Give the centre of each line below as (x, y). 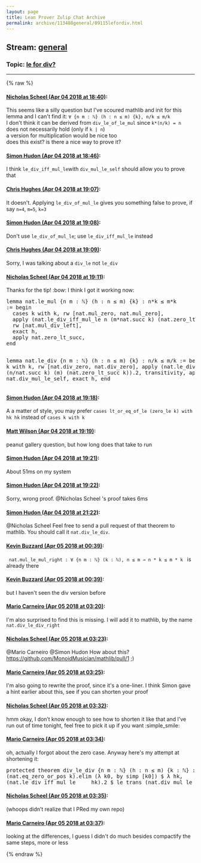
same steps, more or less (37, 843)
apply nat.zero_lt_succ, (49, 338)
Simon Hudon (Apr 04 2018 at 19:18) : (53, 397)
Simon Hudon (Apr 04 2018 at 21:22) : (53, 512)
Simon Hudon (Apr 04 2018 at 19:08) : (54, 223)
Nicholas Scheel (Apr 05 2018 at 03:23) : (57, 639)
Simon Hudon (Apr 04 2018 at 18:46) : (54, 155)
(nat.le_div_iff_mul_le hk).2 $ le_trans (74, 782)
